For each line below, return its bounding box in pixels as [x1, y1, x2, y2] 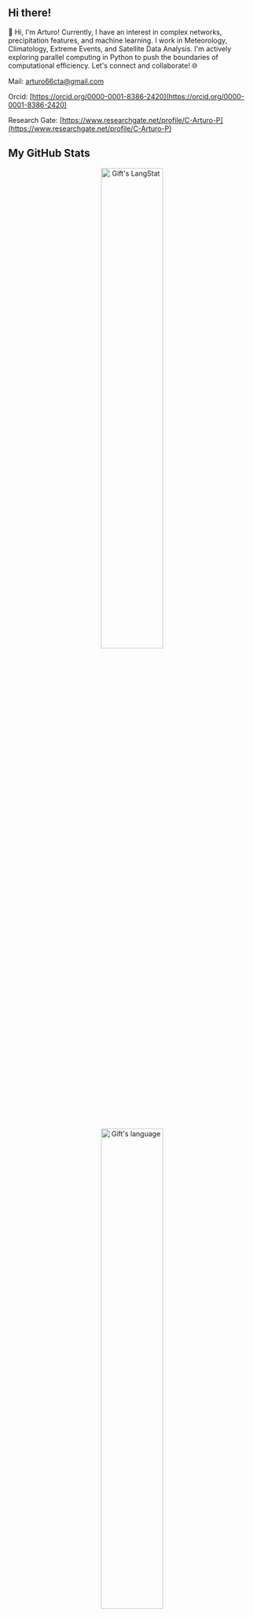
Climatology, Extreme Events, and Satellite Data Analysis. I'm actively [8, 43, 232, 54]
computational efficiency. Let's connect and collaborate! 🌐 [8, 61, 198, 70]
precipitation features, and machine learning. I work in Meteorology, [8, 35, 228, 45]
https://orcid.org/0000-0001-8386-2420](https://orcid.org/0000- [31, 91, 245, 101]
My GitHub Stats [8, 147, 90, 160]
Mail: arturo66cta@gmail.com [8, 76, 104, 86]
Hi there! [8, 6, 52, 20]
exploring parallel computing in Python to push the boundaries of [8, 52, 218, 61]
